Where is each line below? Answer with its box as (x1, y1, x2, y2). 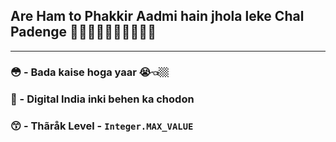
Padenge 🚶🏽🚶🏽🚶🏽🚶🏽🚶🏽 (10, 24, 157, 41)
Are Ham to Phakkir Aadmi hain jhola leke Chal (10, 8, 305, 25)
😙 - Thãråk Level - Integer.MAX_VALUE (10, 119, 194, 133)
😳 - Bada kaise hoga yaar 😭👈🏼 (10, 65, 170, 79)
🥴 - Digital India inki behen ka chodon (10, 92, 195, 106)
